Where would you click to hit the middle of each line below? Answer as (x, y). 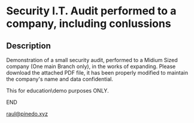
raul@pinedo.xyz (27, 114)
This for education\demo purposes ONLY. (57, 90)
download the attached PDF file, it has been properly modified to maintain (97, 73)
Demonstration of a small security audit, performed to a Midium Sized (92, 60)
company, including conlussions (89, 24)
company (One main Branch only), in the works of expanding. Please (91, 66)
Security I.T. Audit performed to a (91, 11)
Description (28, 46)
